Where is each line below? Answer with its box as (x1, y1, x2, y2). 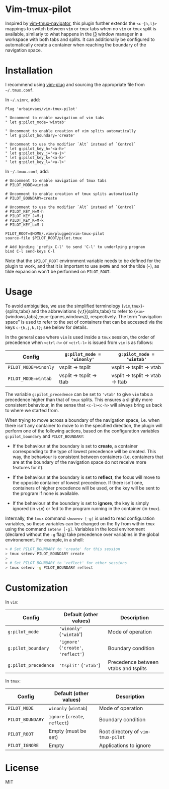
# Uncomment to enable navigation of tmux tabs (5, 178, 107, 183)
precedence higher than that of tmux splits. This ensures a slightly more (5, 397, 153, 403)
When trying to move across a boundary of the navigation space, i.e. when (5, 417, 160, 423)
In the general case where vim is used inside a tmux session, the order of (5, 334, 155, 340)
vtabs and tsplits (108, 665, 147, 672)
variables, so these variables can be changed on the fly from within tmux (5, 520, 155, 526)
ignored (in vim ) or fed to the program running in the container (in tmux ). (12, 505, 161, 511)
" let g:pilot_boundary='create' (5, 133, 75, 138)
